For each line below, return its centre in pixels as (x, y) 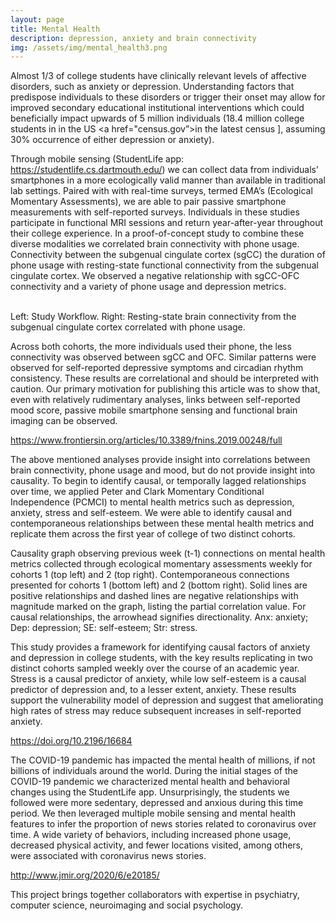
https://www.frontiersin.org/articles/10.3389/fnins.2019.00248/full (146, 440)
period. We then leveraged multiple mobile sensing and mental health (153, 813)
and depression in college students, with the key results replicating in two (161, 658)
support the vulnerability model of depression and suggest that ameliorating (167, 700)
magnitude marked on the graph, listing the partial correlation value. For (158, 607)
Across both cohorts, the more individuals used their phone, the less (151, 347)
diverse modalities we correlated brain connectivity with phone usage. (155, 244)
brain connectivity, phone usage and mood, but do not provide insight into (163, 470)
